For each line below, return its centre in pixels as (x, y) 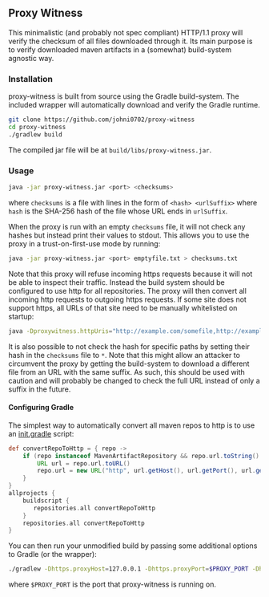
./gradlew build (35, 134)
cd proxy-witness (37, 127)
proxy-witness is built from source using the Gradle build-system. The (124, 96)
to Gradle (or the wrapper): (53, 554)
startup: (21, 316)
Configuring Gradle (41, 408)
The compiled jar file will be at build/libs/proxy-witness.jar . (110, 150)
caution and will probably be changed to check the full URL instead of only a (134, 380)
